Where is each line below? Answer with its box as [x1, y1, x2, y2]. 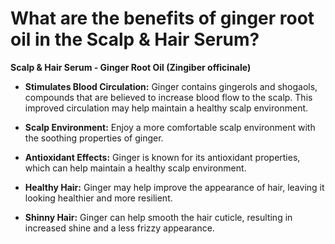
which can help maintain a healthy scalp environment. [24, 162, 247, 174]
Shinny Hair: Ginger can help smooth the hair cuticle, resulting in [24, 211, 293, 223]
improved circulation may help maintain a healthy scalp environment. [24, 102, 309, 114]
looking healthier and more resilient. [24, 192, 173, 204]
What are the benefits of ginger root [10, 7, 315, 30]
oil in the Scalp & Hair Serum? [10, 28, 260, 51]
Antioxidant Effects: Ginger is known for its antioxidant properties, [24, 151, 301, 163]
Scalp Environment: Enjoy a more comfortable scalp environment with [24, 121, 316, 133]
